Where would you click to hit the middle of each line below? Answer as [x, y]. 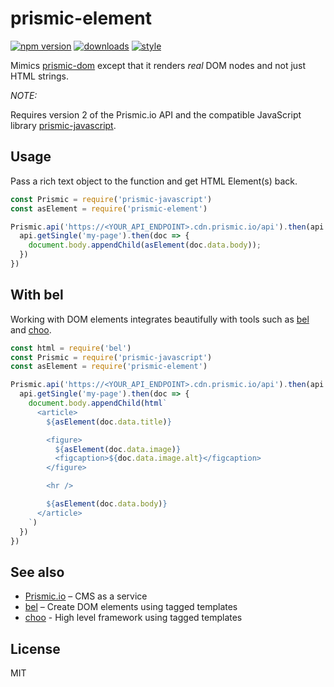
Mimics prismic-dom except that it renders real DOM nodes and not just [158, 65]
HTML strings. [39, 76]
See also [37, 572]
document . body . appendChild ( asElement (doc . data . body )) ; [145, 245]
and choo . [31, 329]
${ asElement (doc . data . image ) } [118, 449]
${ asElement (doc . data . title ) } [109, 422]
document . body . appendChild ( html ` [98, 403]
